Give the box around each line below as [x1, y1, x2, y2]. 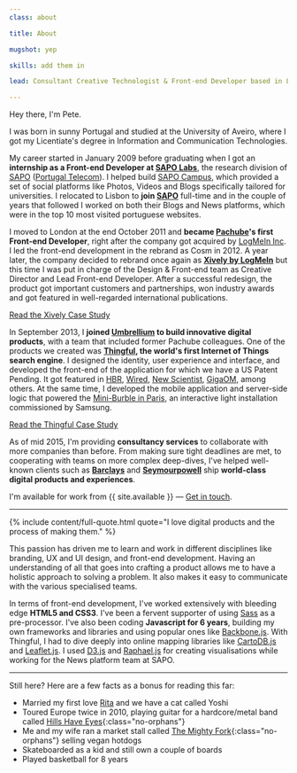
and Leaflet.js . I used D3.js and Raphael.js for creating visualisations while [9, 645, 278, 656]
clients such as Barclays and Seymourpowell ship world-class [34, 465, 267, 475]
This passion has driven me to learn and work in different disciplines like [9, 543, 272, 554]
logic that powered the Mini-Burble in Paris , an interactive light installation [9, 393, 278, 403]
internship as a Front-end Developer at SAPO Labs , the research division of [9, 162, 288, 173]
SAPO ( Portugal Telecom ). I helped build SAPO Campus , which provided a [9, 172, 279, 183]
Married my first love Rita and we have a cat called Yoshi [21, 698, 229, 708]
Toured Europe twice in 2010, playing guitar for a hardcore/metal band [21, 707, 278, 718]
